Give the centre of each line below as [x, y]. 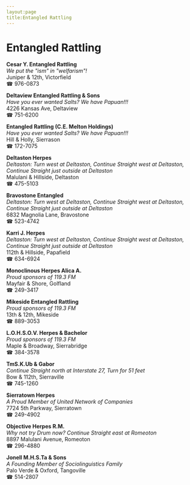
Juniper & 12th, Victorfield [39, 77]
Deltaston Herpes [29, 158]
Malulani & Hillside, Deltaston [42, 177]
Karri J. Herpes [26, 233]
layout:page [21, 12]
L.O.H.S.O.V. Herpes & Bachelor [47, 333]
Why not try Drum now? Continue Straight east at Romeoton [81, 433]
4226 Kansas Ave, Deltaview [42, 108]
